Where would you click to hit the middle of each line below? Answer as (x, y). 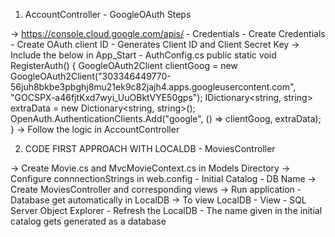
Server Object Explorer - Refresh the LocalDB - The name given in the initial (166, 210)
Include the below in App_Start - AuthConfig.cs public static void (143, 55)
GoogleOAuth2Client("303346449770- (91, 76)
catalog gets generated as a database (88, 221)
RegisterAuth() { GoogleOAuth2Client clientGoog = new (124, 65)
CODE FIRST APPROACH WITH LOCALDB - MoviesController (150, 148)
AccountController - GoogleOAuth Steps (108, 14)
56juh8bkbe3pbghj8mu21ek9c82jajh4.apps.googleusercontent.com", (153, 87)
